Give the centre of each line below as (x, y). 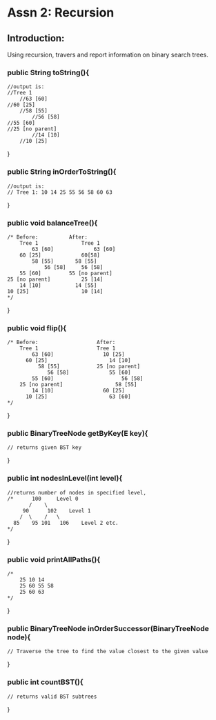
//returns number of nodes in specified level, (77, 492)
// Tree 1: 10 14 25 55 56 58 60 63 (60, 192)
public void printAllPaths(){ (54, 559)
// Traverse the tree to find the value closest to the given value (108, 652)
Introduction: (36, 38)
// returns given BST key (44, 448)
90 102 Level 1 (57, 511)
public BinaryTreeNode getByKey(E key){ (78, 434)
